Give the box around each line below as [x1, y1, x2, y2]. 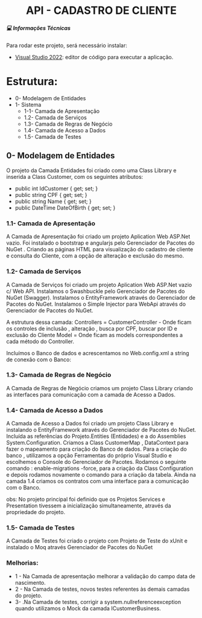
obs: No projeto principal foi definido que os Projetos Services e [6, 496, 166, 503]
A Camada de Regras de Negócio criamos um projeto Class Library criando [6, 384, 193, 391]
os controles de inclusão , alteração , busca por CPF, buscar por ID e [6, 324, 178, 332]
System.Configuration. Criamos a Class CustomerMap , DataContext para [6, 439, 189, 446]
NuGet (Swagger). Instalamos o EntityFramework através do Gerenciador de [6, 294, 196, 301]
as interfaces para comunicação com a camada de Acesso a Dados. [6, 391, 176, 398]
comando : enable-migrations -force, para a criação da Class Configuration [6, 465, 194, 472]
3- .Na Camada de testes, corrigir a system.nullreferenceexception [14, 598, 181, 605]
